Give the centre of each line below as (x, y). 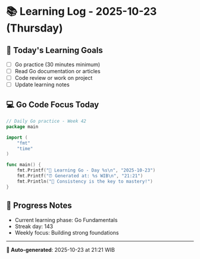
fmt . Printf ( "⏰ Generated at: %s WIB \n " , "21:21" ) (80, 176)
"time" (25, 149)
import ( (17, 138)
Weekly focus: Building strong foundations (67, 232)
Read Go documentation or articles (57, 71)
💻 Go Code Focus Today (53, 104)
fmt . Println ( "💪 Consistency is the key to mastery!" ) (85, 181)
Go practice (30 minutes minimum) (57, 64)
